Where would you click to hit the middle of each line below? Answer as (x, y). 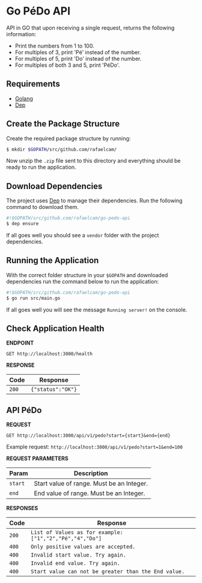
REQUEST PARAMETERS (37, 458)
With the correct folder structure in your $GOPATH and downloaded (87, 275)
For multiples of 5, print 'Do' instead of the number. (78, 58)
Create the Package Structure (63, 124)
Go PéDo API (38, 11)
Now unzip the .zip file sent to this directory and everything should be (93, 161)
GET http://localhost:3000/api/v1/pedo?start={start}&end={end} (88, 436)
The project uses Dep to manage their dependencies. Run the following (94, 201)
